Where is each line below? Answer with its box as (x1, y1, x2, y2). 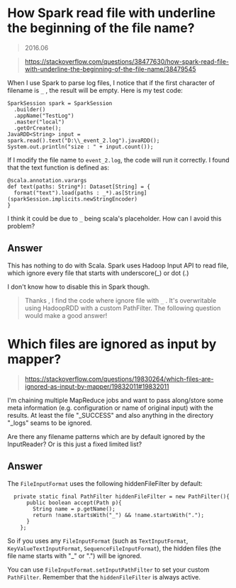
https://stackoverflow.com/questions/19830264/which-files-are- (24, 375, 214, 383)
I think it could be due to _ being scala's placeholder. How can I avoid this (7, 214, 222, 223)
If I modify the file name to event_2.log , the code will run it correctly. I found (7, 155, 230, 164)
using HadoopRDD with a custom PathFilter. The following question (24, 304, 221, 312)
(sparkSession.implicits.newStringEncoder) (7, 195, 138, 203)
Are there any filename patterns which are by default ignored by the (7, 432, 206, 440)
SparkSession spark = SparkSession (7, 99, 113, 107)
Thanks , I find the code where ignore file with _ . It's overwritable (24, 296, 217, 304)
